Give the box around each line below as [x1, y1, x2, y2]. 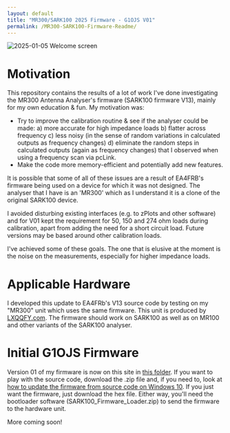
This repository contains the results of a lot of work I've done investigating [7, 89, 218, 97]
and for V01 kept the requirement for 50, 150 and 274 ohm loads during [7, 216, 209, 225]
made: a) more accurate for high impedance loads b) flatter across [17, 124, 207, 132]
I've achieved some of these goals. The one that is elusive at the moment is [7, 245, 221, 253]
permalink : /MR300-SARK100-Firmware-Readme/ [7, 23, 137, 30]
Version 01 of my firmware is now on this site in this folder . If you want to [7, 368, 213, 376]
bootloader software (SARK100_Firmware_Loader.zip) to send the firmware [7, 397, 220, 405]
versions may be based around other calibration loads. [7, 232, 162, 240]
